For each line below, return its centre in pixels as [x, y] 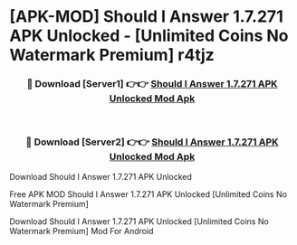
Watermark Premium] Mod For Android [81, 231]
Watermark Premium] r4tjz [112, 55]
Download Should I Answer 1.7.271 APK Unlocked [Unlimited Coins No [139, 221]
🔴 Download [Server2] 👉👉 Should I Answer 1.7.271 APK [152, 142]
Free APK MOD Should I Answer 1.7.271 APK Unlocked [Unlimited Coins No [148, 194]
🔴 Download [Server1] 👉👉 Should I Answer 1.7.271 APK [152, 84]
